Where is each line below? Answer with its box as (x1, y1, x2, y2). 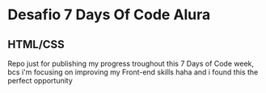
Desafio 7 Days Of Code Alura (7, 6, 211, 24)
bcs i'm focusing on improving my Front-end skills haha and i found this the (7, 67, 259, 77)
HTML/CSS (7, 38, 65, 51)
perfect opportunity (7, 76, 74, 85)
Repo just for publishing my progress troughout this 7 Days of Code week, (7, 59, 255, 68)
